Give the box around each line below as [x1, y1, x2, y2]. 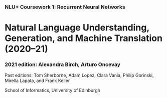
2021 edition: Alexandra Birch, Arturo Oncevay [5, 61, 121, 68]
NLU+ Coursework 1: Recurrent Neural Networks [5, 3, 126, 10]
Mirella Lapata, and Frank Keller [5, 77, 70, 83]
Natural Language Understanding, [5, 22, 149, 33]
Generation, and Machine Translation [5, 32, 162, 44]
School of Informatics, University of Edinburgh [5, 87, 101, 93]
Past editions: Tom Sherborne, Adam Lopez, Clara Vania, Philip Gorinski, [5, 72, 154, 78]
